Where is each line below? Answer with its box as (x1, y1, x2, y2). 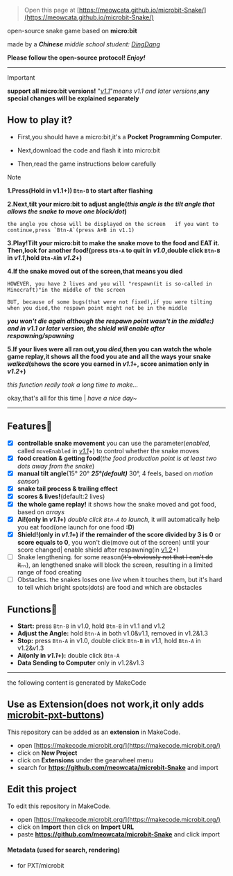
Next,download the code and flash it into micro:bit (17, 146, 161, 155)
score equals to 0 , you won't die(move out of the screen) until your (17, 538, 209, 547)
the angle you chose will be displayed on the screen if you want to (7, 220, 218, 227)
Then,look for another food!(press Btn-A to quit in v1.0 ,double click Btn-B (7, 246, 221, 254)
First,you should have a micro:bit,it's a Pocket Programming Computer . (17, 132, 223, 141)
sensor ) (17, 477, 40, 485)
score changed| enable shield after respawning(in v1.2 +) (17, 545, 179, 554)
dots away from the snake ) (17, 462, 95, 470)
